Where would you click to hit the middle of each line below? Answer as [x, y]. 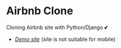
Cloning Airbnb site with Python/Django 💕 [57, 27]
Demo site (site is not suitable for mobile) [65, 39]
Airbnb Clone [40, 11]
